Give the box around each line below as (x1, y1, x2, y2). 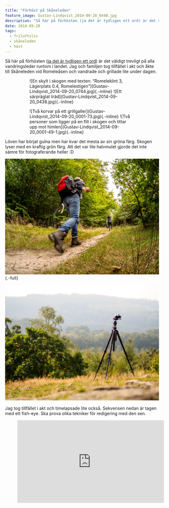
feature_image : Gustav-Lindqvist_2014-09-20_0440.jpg (5, 13, 117, 18)
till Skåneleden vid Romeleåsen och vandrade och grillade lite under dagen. (5, 69, 157, 74)
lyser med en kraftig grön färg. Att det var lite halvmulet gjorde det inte (5, 143, 147, 149)
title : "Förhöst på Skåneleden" (5, 8, 71, 13)
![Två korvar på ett (29, 108, 67, 114)
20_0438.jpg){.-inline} (29, 98, 74, 105)
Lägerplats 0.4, (29, 83, 60, 89)
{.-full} (5, 275, 19, 281)
